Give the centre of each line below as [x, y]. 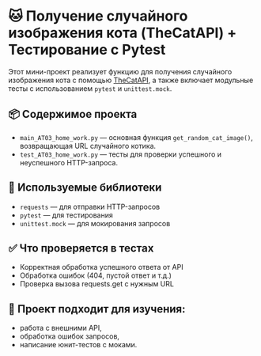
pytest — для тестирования [66, 215]
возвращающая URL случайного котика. [88, 146]
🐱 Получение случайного [98, 16]
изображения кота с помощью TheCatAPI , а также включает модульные [131, 80]
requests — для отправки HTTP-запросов [90, 206]
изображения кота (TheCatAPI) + [123, 33]
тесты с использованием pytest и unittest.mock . [90, 88]
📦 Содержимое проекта [73, 114]
